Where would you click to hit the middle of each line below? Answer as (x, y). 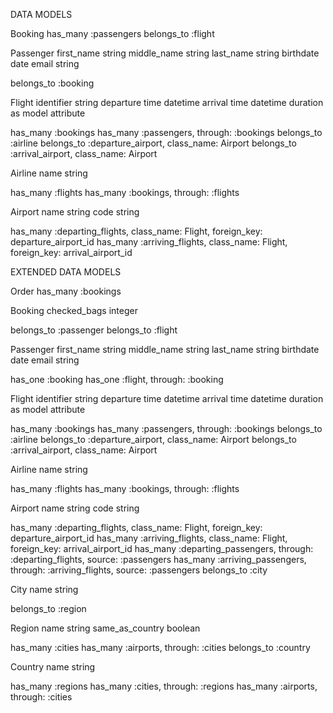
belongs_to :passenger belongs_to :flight (94, 330)
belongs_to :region (48, 608)
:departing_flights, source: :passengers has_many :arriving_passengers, (158, 559)
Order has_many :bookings (66, 291)
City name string (44, 589)
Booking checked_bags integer (74, 310)
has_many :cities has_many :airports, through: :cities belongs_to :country (160, 647)
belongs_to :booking (52, 83)
